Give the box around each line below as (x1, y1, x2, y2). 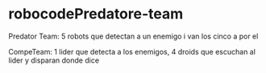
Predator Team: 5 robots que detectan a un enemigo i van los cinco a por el (8, 31, 259, 41)
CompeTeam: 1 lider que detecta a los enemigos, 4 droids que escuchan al (8, 47, 256, 56)
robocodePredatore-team (8, 5, 184, 23)
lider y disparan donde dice (8, 55, 99, 65)
